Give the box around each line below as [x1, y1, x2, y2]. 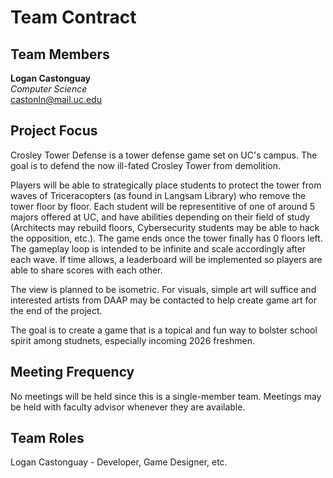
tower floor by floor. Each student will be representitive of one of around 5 [10, 200, 315, 212]
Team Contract [10, 6, 137, 29]
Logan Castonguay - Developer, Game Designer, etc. [10, 456, 228, 468]
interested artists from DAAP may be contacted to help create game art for [10, 294, 317, 306]
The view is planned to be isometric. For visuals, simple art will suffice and [10, 283, 317, 295]
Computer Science [10, 83, 88, 95]
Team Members [10, 46, 110, 63]
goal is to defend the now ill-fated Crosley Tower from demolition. [10, 159, 282, 171]
